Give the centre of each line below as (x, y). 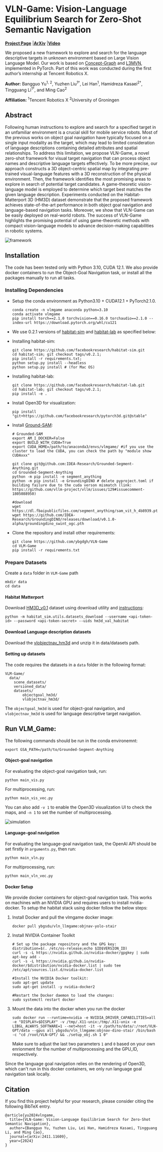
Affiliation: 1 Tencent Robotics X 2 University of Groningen (62, 100)
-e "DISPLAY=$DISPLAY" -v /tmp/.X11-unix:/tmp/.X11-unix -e (74, 1022)
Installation (22, 255)
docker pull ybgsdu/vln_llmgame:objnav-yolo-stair (64, 926)
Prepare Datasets (26, 562)
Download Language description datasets (48, 632)
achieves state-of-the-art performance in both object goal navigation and (78, 205)
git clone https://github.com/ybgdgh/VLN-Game (60, 542)
